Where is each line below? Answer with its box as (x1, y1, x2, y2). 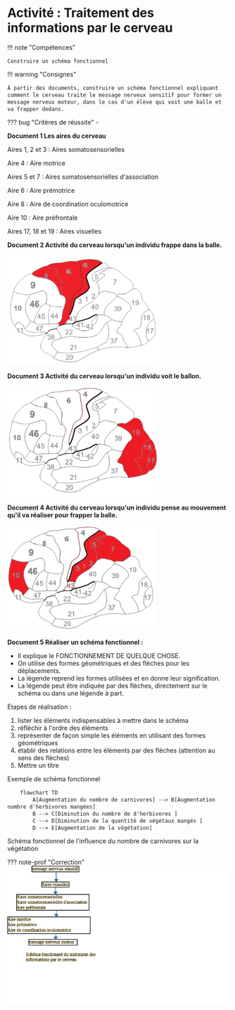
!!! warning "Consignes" (7, 70, 77, 78)
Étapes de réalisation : (7, 702, 72, 711)
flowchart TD (20, 789, 58, 796)
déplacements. (17, 667, 61, 675)
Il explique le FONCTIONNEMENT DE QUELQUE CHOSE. (17, 651, 181, 659)
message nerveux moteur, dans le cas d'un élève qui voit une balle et (7, 99, 222, 106)
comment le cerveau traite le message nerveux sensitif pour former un (7, 91, 222, 99)
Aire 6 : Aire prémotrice (7, 186, 75, 194)
